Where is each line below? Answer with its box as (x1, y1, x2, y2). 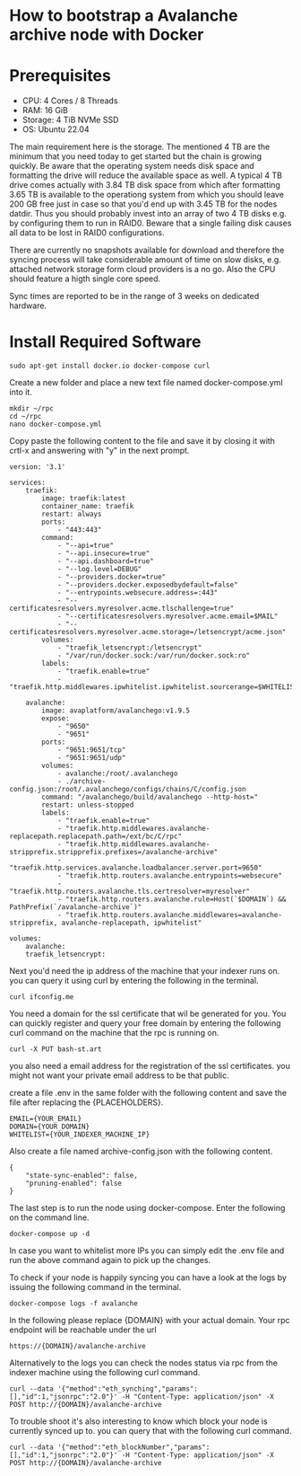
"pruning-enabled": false (25, 1179, 123, 1189)
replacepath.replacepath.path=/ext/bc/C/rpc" (9, 832, 182, 841)
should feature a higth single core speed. (9, 273, 161, 284)
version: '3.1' (9, 463, 66, 472)
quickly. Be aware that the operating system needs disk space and (9, 161, 255, 172)
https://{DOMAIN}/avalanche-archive (9, 1342, 146, 1351)
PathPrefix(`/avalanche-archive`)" (9, 903, 142, 912)
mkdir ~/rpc (9, 404, 54, 413)
